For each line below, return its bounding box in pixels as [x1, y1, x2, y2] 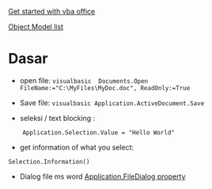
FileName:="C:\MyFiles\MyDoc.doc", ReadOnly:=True [19, 84, 191, 92]
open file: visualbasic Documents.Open [19, 75, 149, 85]
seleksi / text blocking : [19, 113, 96, 123]
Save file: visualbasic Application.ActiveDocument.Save [19, 98, 205, 108]
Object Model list [8, 22, 64, 31]
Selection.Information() [8, 157, 90, 165]
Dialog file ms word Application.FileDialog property [19, 172, 186, 181]
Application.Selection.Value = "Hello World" [22, 128, 176, 137]
